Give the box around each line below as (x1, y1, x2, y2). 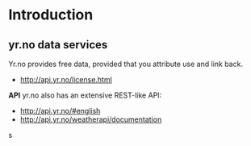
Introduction (8, 6, 94, 24)
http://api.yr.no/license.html (19, 75, 113, 84)
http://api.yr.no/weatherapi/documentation (19, 115, 162, 124)
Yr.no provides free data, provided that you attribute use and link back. (8, 59, 244, 69)
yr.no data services (8, 38, 108, 52)
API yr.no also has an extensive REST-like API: (8, 90, 162, 100)
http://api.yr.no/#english (19, 106, 101, 115)
